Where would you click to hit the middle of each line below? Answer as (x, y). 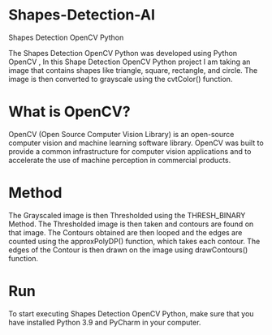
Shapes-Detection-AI (82, 15)
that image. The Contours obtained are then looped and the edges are (125, 232)
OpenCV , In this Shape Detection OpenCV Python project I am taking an (130, 62)
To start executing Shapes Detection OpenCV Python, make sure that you (131, 313)
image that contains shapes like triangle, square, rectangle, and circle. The (133, 70)
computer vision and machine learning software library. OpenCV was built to (136, 143)
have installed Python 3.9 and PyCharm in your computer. (105, 322)
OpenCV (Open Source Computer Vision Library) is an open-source (121, 134)
